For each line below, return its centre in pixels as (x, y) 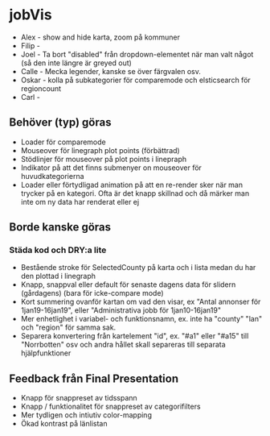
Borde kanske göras (60, 227)
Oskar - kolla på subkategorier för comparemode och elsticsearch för (136, 80)
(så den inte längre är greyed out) (76, 63)
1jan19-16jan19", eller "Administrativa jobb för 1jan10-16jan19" (121, 310)
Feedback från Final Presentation (94, 378)
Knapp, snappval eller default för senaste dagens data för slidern (128, 284)
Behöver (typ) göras (60, 122)
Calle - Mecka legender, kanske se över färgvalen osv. (111, 71)
